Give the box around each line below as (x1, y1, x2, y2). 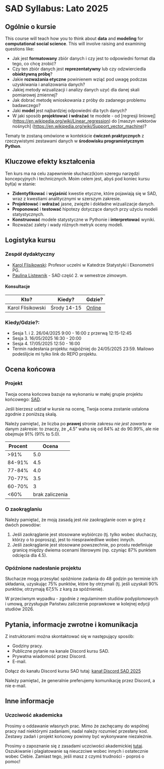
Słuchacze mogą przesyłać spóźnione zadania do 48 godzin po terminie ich (5, 576, 158, 582)
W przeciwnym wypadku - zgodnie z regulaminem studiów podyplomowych (5, 596, 159, 602)
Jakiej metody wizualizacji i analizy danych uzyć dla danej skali (12, 87, 140, 92)
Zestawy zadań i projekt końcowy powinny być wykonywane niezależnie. (5, 733, 153, 739)
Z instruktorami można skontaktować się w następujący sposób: (5, 633, 135, 639)
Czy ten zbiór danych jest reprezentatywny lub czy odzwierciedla (12, 66, 146, 72)
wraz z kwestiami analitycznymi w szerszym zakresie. (12, 195, 121, 201)
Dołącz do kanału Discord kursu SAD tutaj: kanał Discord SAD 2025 (5, 668, 141, 674)
